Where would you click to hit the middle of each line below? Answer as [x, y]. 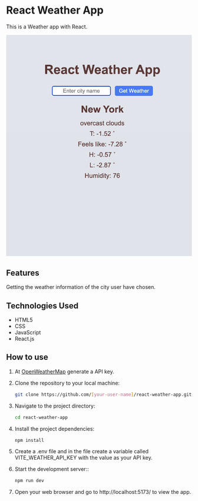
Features [23, 273]
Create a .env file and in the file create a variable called [82, 451]
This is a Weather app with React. [47, 27]
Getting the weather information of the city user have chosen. [81, 287]
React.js [24, 339]
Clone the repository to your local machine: [67, 383]
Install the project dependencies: [55, 428]
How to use [27, 357]
